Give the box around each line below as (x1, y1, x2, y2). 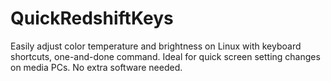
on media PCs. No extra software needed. (10, 61, 183, 73)
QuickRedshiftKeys (10, 7, 174, 30)
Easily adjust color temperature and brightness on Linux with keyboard (10, 40, 302, 52)
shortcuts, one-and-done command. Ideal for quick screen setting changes (10, 50, 321, 62)
